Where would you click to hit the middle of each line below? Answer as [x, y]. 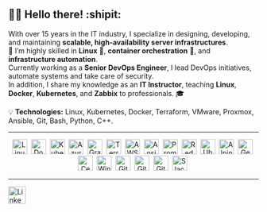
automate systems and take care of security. [81, 75]
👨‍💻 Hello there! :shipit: [65, 15]
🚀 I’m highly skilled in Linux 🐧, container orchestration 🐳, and [109, 50]
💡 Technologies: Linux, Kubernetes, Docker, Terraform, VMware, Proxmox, [131, 111]
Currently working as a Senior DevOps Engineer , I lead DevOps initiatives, [130, 67]
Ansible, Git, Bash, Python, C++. [61, 121]
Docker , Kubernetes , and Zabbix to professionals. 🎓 [96, 93]
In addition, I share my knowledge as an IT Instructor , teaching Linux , [122, 84]
